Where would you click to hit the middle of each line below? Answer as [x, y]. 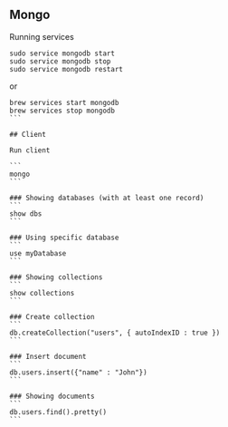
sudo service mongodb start [62, 53]
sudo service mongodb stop [60, 61]
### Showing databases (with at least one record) [107, 198]
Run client [30, 150]
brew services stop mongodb [62, 111]
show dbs [26, 213]
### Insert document [48, 356]
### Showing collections [56, 277]
